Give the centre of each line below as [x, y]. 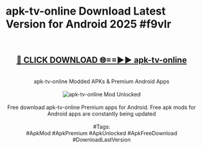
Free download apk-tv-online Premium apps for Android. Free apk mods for [102, 107]
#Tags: [102, 127]
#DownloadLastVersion [102, 139]
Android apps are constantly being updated [102, 113]
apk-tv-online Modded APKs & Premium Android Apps [102, 81]
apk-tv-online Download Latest [86, 11]
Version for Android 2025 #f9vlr [89, 24]
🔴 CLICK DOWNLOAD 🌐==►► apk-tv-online [102, 60]
